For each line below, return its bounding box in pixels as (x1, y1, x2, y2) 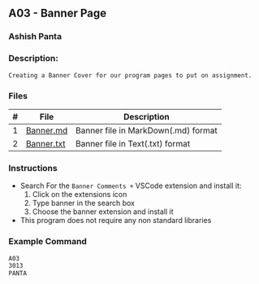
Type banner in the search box (32, 199, 136, 208)
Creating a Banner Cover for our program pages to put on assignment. (8, 71, 253, 80)
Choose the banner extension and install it (32, 207, 174, 216)
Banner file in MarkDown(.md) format (76, 125, 218, 136)
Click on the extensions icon (32, 190, 127, 199)
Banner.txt (25, 138, 66, 149)
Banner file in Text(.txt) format (76, 138, 191, 149)
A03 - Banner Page (8, 7, 107, 20)
